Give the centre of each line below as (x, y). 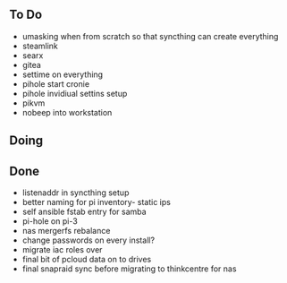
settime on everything (63, 74)
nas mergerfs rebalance (66, 231)
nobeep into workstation (67, 112)
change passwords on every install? (88, 240)
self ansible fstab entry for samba (84, 212)
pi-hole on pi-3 (50, 221)
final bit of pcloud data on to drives (87, 260)
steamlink (40, 46)
